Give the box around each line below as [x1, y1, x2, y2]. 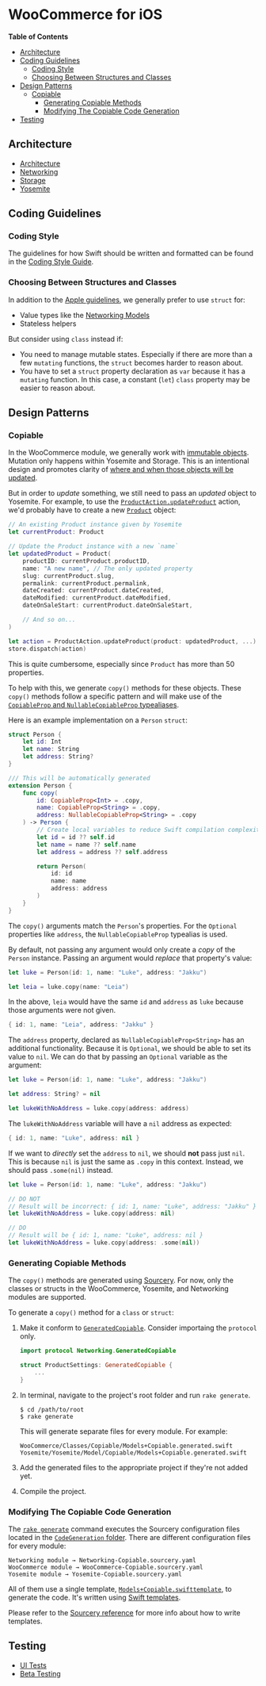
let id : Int [22, 738, 62, 746]
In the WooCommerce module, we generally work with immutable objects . [8, 448, 249, 458]
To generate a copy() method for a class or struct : [8, 1308, 174, 1317]
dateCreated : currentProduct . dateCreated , [22, 587, 165, 595]
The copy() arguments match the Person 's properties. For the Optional [8, 921, 237, 930]
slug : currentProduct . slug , [22, 572, 115, 580]
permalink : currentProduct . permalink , [22, 579, 150, 588]
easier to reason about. [19, 383, 96, 393]
